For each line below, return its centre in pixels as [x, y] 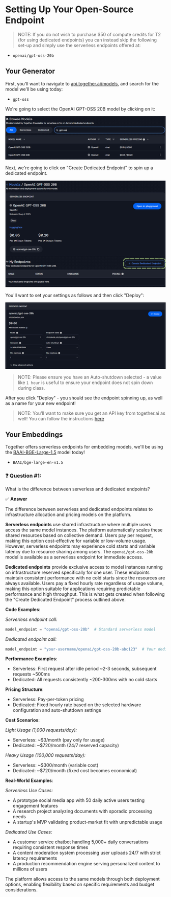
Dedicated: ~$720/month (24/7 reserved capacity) [66, 746]
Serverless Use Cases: [29, 791]
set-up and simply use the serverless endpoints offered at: [79, 45]
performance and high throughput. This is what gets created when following [85, 594]
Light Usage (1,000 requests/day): [41, 730]
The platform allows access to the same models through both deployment [83, 879]
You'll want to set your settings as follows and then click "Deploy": [75, 296]
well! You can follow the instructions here [61, 418]
